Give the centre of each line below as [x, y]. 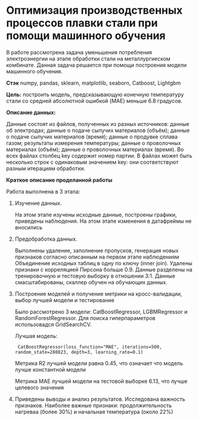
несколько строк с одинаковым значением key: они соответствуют [92, 162]
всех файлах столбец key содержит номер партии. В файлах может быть [99, 155]
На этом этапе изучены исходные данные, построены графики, [96, 214]
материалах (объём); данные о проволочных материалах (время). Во [95, 149]
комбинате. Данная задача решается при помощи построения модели [96, 65]
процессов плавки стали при [82, 23]
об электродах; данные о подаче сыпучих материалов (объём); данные [98, 130]
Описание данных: [31, 112]
